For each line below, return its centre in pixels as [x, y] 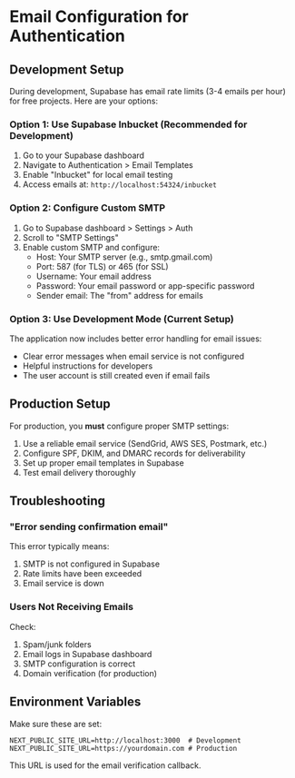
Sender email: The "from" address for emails [120, 295]
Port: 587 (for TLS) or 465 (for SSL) [103, 266]
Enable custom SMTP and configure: [91, 247]
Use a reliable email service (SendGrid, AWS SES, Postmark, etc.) [145, 443]
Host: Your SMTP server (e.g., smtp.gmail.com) [124, 257]
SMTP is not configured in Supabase [91, 564]
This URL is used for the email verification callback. [105, 765]
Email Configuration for [99, 17]
